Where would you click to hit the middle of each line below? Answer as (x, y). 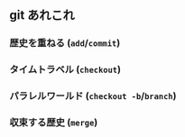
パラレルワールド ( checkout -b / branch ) (93, 96)
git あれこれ (42, 15)
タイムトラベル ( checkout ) (65, 69)
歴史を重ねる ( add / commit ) (65, 43)
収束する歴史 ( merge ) (54, 123)
